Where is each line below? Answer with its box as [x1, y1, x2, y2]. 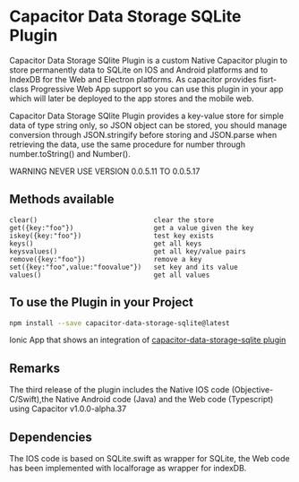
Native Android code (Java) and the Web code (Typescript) [55, 394, 274, 405]
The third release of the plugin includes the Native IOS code [9, 384, 230, 395]
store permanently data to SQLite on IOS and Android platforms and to [9, 65, 269, 75]
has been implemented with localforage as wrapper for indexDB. [9, 463, 247, 474]
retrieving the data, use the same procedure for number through [9, 139, 246, 150]
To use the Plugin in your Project [9, 295, 194, 310]
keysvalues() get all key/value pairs [9, 246, 246, 256]
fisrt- [258, 73, 278, 84]
